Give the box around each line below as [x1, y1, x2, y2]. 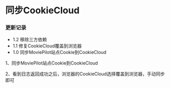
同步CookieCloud [5, 5, 80, 16]
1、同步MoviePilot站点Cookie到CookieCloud [5, 60, 98, 66]
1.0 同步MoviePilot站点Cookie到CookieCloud [12, 49, 107, 55]
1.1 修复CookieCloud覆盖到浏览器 [12, 43, 82, 49]
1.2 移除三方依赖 [12, 37, 47, 43]
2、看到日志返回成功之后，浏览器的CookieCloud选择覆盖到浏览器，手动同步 [5, 71, 165, 77]
